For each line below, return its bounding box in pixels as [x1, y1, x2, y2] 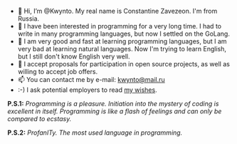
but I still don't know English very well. [17, 52, 130, 61]
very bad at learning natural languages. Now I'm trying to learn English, [17, 45, 226, 53]
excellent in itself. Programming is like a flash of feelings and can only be [7, 107, 222, 115]
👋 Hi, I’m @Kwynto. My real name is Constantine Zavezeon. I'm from [17, 7, 218, 15]
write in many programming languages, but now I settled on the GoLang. [17, 29, 230, 38]
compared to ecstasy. [7, 115, 72, 123]
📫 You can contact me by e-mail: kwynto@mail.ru [17, 76, 165, 83]
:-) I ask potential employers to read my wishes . [17, 86, 158, 94]
